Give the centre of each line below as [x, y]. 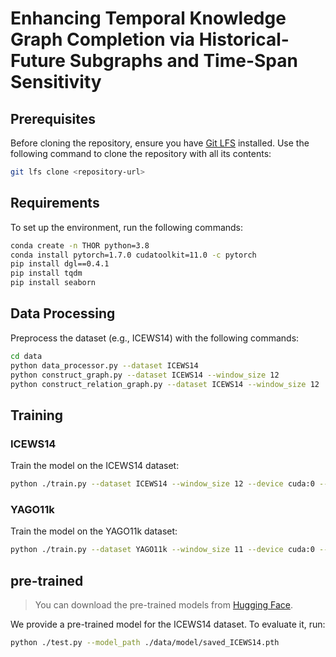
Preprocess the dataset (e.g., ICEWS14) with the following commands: [155, 338]
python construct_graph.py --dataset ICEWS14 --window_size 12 [145, 375]
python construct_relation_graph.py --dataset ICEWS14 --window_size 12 [165, 384]
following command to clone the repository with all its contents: [141, 153]
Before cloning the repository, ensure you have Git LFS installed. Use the [160, 143]
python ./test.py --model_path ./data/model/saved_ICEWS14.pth [145, 642]
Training [37, 415]
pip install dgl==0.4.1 [60, 264]
